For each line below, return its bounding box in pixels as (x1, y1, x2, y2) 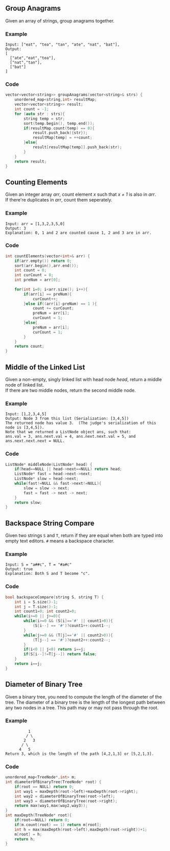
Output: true (5, 567, 33, 572)
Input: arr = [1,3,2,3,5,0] (5, 221, 65, 227)
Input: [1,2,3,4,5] (5, 412, 47, 417)
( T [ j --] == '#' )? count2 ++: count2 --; (32, 637, 111, 642)
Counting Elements (5, 177, 68, 186)
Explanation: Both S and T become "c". (5, 571, 90, 576)
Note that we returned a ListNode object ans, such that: (5, 430, 131, 435)
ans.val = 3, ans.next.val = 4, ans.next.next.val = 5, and (5, 434, 136, 439)
